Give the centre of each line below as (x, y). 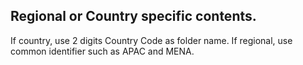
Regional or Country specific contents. (133, 16)
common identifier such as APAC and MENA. (102, 51)
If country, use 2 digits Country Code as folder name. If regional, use (151, 40)
